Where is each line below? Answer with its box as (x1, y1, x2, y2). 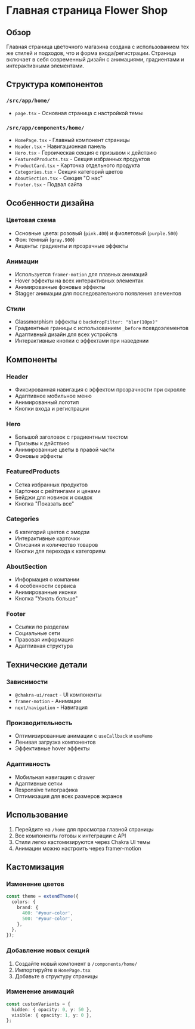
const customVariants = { (6, 1001, 70, 1007)
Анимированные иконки (14, 589, 77, 596)
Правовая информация (14, 636, 74, 643)
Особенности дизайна (6, 198, 94, 208)
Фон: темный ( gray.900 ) (14, 236, 75, 243)
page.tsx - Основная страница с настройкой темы (14, 109, 143, 116)
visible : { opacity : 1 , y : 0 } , (11, 1012, 92, 1018)
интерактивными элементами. (6, 62, 85, 69)
